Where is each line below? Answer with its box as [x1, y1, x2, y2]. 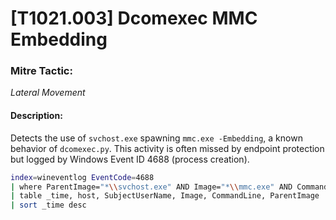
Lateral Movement [10, 87, 86, 99]
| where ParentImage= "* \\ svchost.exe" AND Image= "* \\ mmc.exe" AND [10, 182, 293, 192]
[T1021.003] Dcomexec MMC [10, 7, 258, 30]
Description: [10, 110, 63, 122]
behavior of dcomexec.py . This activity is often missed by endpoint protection [10, 142, 325, 154]
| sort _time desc [10, 200, 87, 211]
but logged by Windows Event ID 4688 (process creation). [10, 153, 250, 165]
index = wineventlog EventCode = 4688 [10, 172, 155, 182]
